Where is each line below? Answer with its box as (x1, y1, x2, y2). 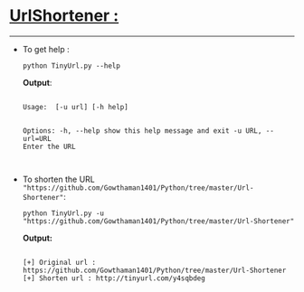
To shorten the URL (22, 174, 95, 184)
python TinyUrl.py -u (22, 209, 104, 218)
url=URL (22, 134, 52, 143)
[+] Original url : (22, 258, 97, 267)
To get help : (22, 43, 70, 54)
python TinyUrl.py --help (22, 61, 120, 71)
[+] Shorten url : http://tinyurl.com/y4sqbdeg (22, 273, 205, 283)
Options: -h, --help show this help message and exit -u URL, (22, 126, 262, 136)
